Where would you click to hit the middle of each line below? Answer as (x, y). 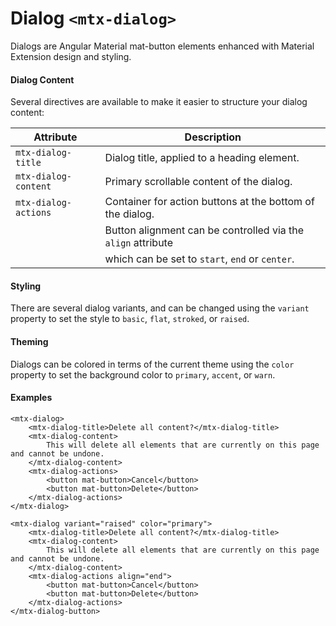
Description (213, 137)
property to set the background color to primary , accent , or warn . (143, 374)
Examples (31, 398)
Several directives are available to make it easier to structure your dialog (159, 102)
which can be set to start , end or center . (199, 259)
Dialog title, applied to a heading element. (202, 158)
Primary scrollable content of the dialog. (198, 182)
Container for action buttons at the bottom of (209, 202)
